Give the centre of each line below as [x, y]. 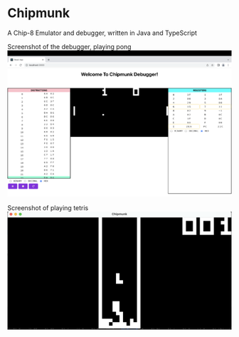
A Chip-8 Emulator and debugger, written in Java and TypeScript [102, 33]
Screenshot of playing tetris [48, 207]
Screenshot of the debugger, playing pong [69, 46]
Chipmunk [39, 13]
